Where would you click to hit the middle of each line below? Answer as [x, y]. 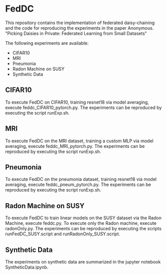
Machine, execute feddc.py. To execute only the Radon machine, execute [81, 223]
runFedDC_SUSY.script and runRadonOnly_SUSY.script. [63, 234]
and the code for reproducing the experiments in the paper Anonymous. [79, 28]
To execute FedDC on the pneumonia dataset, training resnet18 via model [81, 179]
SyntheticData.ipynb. [27, 267]
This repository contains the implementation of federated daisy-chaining [80, 23]
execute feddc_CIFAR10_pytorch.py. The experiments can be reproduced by [83, 107]
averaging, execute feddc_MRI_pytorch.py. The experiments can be [75, 146]
